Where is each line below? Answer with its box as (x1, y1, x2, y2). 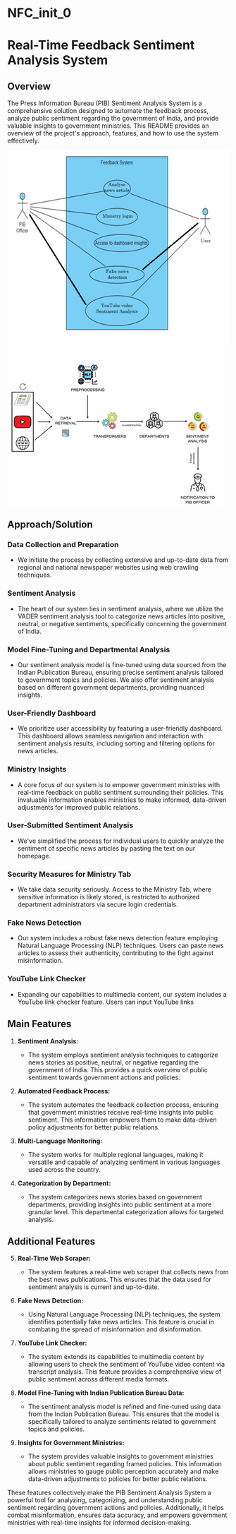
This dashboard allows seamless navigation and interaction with (17, 732, 204, 741)
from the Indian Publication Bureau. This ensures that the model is (27, 1410, 220, 1418)
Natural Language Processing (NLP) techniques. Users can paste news (17, 941, 224, 950)
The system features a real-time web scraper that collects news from (27, 1268, 229, 1276)
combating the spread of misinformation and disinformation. (27, 1325, 203, 1334)
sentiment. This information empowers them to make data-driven (27, 1115, 217, 1124)
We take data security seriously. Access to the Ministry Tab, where (17, 885, 211, 894)
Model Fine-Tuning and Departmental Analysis (7, 645, 170, 654)
